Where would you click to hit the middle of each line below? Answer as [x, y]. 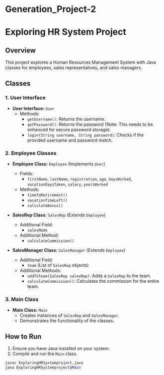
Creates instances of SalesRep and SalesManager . [70, 316]
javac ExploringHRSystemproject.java [44, 363]
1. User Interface [25, 97]
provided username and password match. [70, 140]
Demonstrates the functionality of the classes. [67, 321]
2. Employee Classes [31, 153]
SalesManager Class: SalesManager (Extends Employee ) [69, 250]
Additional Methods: [40, 271]
